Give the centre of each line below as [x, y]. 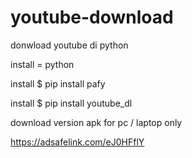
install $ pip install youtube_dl [71, 103]
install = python [42, 64]
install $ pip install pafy [58, 83]
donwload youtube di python [69, 45]
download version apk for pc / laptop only [96, 122]
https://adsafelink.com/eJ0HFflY [77, 142]
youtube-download [92, 17]
